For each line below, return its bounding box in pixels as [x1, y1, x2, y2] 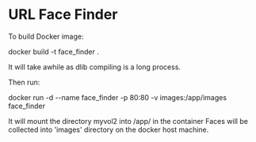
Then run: [8, 77, 40, 87]
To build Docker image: [8, 32, 84, 41]
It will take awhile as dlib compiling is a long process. [8, 62, 181, 72]
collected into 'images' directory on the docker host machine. [8, 125, 209, 134]
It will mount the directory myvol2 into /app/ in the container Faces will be [8, 116, 248, 125]
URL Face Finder [8, 6, 118, 24]
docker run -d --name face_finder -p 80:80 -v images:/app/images [8, 92, 227, 102]
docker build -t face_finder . [8, 47, 99, 56]
